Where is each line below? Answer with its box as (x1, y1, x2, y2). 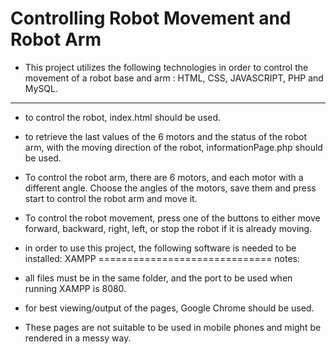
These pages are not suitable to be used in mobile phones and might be (24, 321, 322, 333)
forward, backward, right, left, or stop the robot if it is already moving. (24, 222, 313, 234)
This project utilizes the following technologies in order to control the (24, 61, 309, 73)
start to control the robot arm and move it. (24, 192, 198, 204)
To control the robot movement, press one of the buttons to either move (24, 212, 321, 224)
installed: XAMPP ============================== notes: (24, 252, 301, 264)
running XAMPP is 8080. (24, 282, 127, 294)
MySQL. (24, 82, 59, 94)
